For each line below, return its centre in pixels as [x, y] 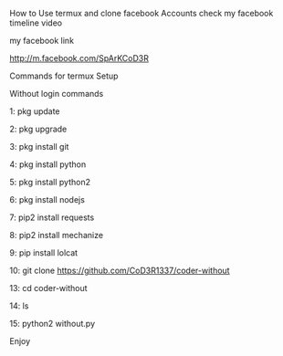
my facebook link [42, 41]
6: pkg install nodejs [47, 199]
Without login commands [57, 94]
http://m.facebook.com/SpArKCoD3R [79, 58]
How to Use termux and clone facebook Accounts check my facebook [141, 13]
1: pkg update [35, 111]
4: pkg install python [48, 164]
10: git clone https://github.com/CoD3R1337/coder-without [120, 270]
